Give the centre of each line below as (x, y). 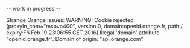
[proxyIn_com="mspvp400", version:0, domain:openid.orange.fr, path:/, (95, 26)
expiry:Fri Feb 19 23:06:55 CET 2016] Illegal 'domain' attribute (83, 33)
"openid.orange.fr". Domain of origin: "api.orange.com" (75, 39)
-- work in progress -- (34, 9)
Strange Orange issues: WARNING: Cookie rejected (70, 20)
